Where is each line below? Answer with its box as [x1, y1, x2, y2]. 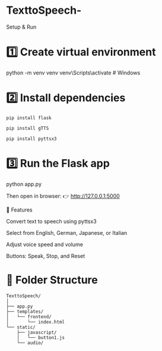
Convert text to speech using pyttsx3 [6, 218, 97, 225]
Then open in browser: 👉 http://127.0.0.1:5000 [6, 192, 120, 200]
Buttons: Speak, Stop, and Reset [6, 252, 85, 259]
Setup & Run [6, 23, 37, 30]
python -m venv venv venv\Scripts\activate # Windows [6, 69, 141, 76]
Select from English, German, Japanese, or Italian [6, 229, 128, 236]
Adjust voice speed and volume [6, 241, 83, 248]
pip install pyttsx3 [6, 135, 58, 142]
